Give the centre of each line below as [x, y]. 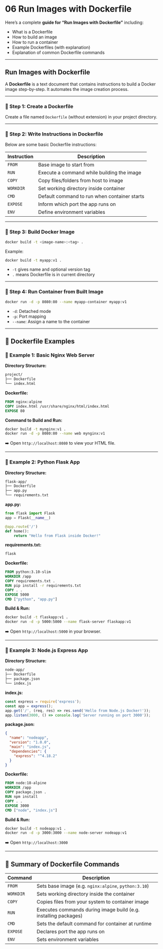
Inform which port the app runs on [77, 204]
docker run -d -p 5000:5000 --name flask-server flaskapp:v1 [68, 622]
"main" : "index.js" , [30, 747]
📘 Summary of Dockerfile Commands [62, 864]
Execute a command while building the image [90, 173]
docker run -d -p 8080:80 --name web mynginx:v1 [55, 433]
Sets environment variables [68, 940]
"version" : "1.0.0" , [30, 742]
